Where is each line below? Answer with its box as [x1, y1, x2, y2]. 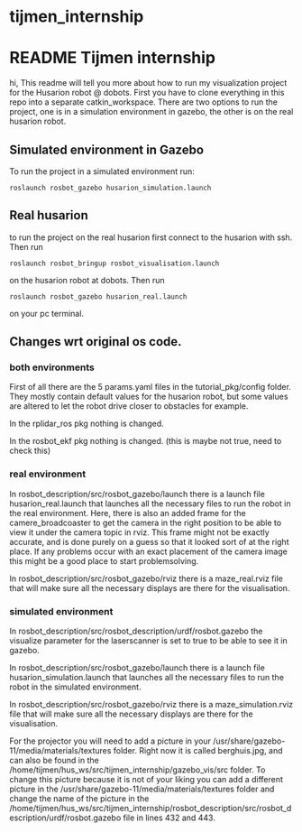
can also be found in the [9, 755, 99, 766]
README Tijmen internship [9, 48, 216, 69]
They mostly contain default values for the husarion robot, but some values [9, 391, 288, 402]
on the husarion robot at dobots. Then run [9, 274, 165, 285]
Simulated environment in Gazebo [9, 142, 205, 157]
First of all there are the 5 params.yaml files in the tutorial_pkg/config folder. [9, 382, 291, 393]
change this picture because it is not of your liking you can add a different [9, 774, 284, 785]
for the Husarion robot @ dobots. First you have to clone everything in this [9, 88, 285, 98]
